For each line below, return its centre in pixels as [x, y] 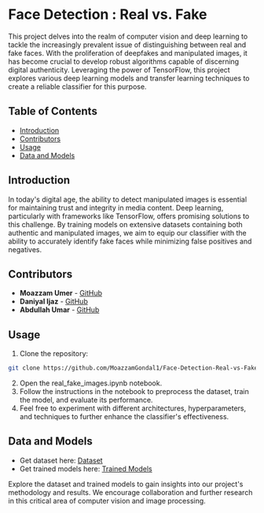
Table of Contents [53, 112]
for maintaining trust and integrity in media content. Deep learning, [116, 207]
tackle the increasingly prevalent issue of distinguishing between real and [127, 44]
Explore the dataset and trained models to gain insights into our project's [126, 484]
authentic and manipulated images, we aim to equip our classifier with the [127, 232]
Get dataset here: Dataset [61, 460]
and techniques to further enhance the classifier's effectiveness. [124, 417]
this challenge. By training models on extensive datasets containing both [126, 224]
